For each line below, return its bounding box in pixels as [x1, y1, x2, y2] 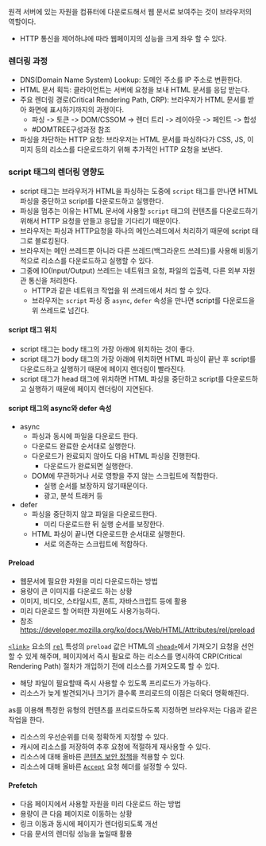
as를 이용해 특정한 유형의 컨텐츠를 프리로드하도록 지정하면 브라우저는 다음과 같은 [8, 705, 258, 715]
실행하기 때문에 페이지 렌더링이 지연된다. [28, 384, 154, 394]
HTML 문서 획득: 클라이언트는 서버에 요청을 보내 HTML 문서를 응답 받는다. [19, 85, 250, 95]
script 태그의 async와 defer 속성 [8, 404, 112, 413]
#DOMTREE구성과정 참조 [31, 125, 111, 134]
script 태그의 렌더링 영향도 [8, 166, 105, 177]
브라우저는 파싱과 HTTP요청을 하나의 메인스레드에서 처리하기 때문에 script [19, 226, 250, 235]
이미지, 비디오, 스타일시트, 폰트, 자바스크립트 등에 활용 [19, 596, 187, 606]
